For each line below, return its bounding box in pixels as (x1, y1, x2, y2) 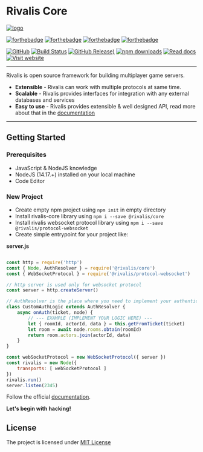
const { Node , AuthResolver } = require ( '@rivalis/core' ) (6, 265, 155, 271)
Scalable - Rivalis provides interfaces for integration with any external (14, 90, 189, 97)
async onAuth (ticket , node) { (17, 310, 94, 316)
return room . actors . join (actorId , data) (28, 332, 131, 338)
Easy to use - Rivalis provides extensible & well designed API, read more (14, 102, 196, 110)
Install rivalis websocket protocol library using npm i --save (14, 219, 163, 226)
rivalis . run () (6, 377, 42, 383)
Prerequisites (6, 150, 47, 159)
